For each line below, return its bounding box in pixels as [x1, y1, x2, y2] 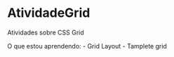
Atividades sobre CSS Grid [7, 28, 84, 37]
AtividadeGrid [7, 5, 91, 21]
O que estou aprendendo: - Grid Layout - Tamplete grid [7, 42, 167, 50]
